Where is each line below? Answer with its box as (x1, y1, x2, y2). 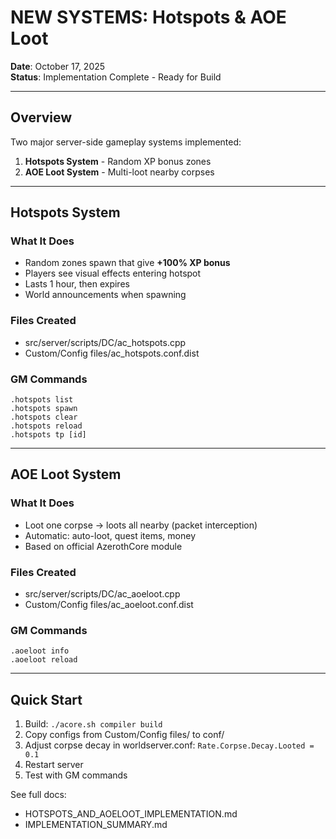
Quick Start (10, 691, 83, 708)
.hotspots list (10, 395, 74, 405)
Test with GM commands (24, 769, 128, 781)
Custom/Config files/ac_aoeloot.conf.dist (24, 599, 194, 611)
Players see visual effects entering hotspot (24, 267, 202, 280)
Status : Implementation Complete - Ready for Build (10, 71, 222, 83)
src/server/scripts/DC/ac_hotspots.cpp (24, 336, 187, 348)
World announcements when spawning (24, 289, 187, 301)
